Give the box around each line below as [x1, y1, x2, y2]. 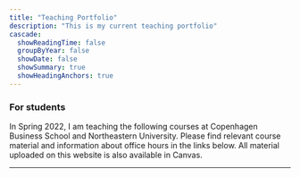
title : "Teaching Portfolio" [9, 13, 118, 22]
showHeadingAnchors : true [17, 72, 114, 80]
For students [9, 100, 66, 113]
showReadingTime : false [17, 38, 105, 47]
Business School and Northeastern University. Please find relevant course [9, 131, 281, 141]
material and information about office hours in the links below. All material [9, 140, 279, 151]
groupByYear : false [17, 46, 90, 55]
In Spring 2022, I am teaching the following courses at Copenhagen [9, 122, 259, 132]
